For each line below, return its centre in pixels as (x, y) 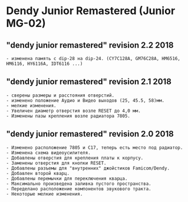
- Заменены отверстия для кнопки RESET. (57, 163)
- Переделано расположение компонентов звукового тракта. (79, 189)
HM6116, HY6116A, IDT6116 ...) (44, 64)
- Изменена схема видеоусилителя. (49, 153)
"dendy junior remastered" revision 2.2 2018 (90, 45)
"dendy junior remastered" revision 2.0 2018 (90, 134)
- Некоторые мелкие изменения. (44, 194)
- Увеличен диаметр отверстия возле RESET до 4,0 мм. (74, 111)
